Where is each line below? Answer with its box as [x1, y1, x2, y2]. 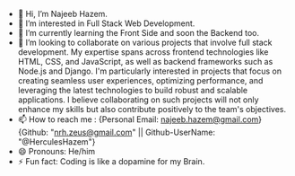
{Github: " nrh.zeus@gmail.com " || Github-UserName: [17, 127, 215, 137]
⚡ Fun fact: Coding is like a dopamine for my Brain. [17, 156, 205, 166]
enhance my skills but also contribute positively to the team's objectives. [17, 104, 287, 114]
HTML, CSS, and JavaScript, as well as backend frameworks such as [17, 57, 273, 66]
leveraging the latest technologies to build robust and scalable [17, 85, 248, 95]
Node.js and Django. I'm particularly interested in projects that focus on [17, 66, 282, 76]
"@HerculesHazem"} [17, 136, 96, 147]
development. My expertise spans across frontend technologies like [17, 47, 269, 57]
